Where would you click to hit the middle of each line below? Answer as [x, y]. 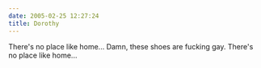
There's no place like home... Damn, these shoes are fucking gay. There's [131, 46]
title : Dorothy [34, 23]
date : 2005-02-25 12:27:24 [54, 16]
